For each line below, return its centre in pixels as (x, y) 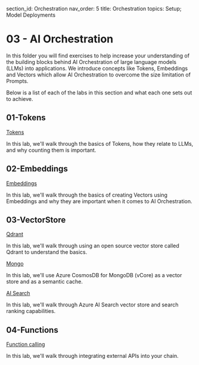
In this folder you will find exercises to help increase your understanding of (98, 56)
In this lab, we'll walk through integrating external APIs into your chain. (92, 356)
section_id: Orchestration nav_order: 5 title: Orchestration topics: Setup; (94, 9)
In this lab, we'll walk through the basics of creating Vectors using (87, 195)
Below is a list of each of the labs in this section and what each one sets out (99, 93)
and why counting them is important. (51, 150)
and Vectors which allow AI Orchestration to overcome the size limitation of (98, 75)
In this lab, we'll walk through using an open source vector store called (93, 246)
